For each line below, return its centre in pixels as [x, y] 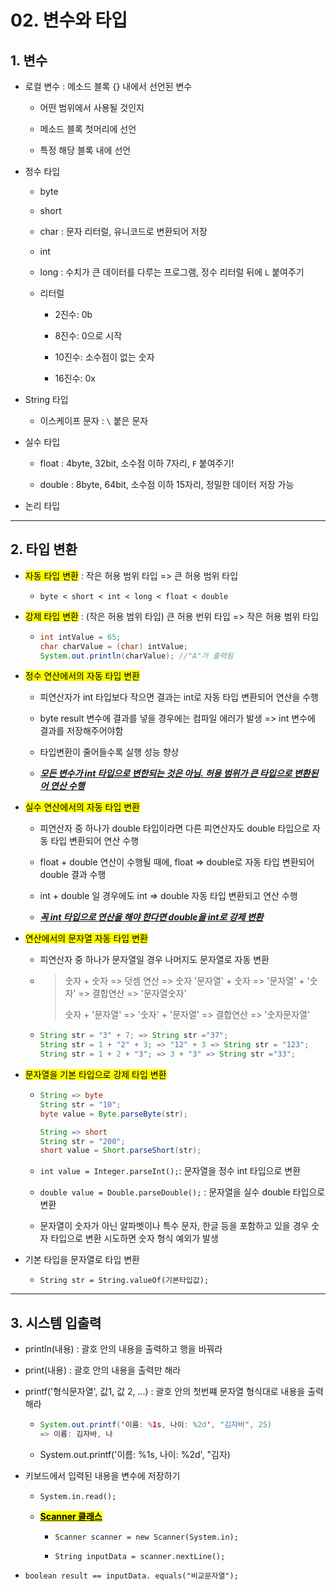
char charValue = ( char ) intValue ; [113, 646]
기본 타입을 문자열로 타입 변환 [82, 1260]
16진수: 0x [75, 378]
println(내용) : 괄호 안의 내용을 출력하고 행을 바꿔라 [123, 1349]
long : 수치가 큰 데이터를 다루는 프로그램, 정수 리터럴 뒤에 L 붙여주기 [172, 272]
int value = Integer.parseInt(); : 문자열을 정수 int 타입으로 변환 [170, 1171]
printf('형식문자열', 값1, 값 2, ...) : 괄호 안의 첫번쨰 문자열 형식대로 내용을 [165, 1392]
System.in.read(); [78, 1496]
